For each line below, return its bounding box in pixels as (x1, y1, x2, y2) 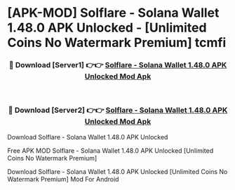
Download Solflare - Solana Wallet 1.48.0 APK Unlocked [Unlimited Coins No (7, 167, 228, 176)
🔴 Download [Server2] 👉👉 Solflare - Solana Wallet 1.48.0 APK (8, 105, 228, 115)
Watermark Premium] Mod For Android (7, 175, 119, 183)
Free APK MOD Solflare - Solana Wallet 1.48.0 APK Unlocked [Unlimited (7, 146, 214, 155)
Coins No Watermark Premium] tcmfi (7, 35, 227, 50)
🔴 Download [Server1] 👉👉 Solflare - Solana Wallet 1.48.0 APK (8, 60, 227, 70)
